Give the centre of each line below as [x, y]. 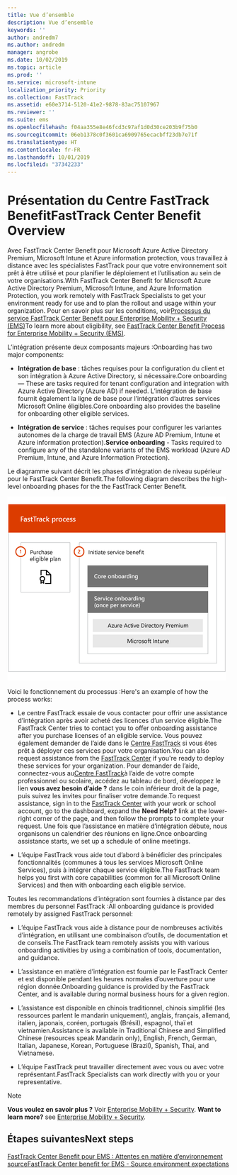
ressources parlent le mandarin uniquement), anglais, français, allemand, [124, 1015]
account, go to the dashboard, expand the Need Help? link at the [112, 811]
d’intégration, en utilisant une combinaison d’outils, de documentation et [123, 935]
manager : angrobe [33, 53]
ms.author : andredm [36, 45]
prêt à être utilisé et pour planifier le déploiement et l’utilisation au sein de [114, 273]
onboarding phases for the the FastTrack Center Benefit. [105, 487]
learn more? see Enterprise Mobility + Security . [77, 1117]
